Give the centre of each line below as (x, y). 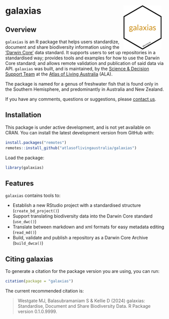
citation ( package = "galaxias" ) (39, 281)
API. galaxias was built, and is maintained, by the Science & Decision (77, 69)
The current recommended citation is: (45, 291)
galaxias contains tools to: (33, 196)
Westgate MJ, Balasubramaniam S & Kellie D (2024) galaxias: (81, 300)
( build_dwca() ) (28, 243)
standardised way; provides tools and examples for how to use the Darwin (82, 58)
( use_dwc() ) (25, 222)
